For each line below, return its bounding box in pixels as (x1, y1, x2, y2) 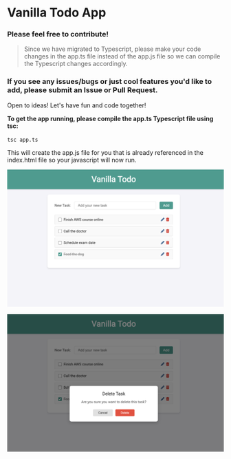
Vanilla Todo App (7, 5, 107, 21)
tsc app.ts (7, 136, 38, 143)
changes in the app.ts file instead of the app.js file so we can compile (23, 52, 221, 61)
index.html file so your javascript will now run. (7, 156, 137, 164)
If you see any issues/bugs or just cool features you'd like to (7, 77, 212, 87)
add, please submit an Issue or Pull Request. (7, 85, 158, 95)
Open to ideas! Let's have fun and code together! (7, 101, 146, 109)
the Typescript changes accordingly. (23, 60, 129, 68)
